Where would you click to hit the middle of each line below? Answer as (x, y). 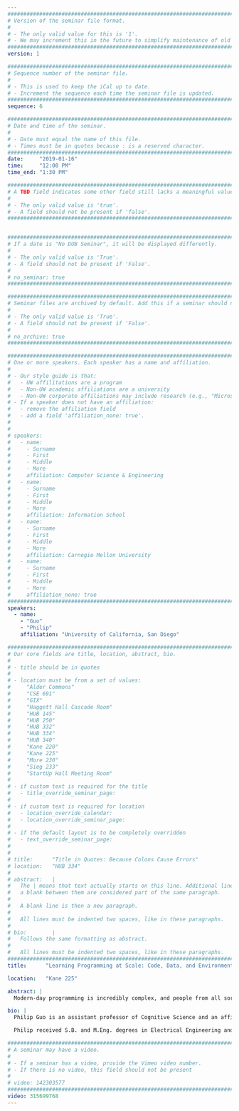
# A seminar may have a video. (54, 1050)
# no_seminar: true (36, 277)
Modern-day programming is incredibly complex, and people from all (117, 998)
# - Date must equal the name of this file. (74, 139)
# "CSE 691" (31, 694)
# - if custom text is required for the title (78, 787)
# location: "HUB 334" (44, 866)
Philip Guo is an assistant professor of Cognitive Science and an (116, 1018)
